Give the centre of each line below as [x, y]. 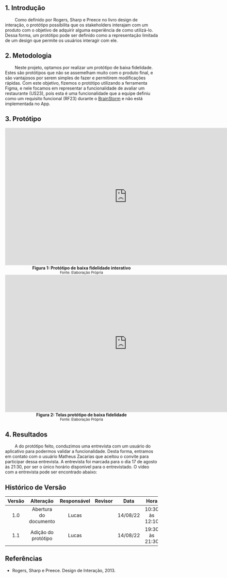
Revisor [104, 501]
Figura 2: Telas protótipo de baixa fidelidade [81, 415]
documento [42, 522]
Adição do [42, 532]
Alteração [42, 501]
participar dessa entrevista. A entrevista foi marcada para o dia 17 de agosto [81, 462]
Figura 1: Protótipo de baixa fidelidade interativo [81, 268]
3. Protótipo [23, 119]
